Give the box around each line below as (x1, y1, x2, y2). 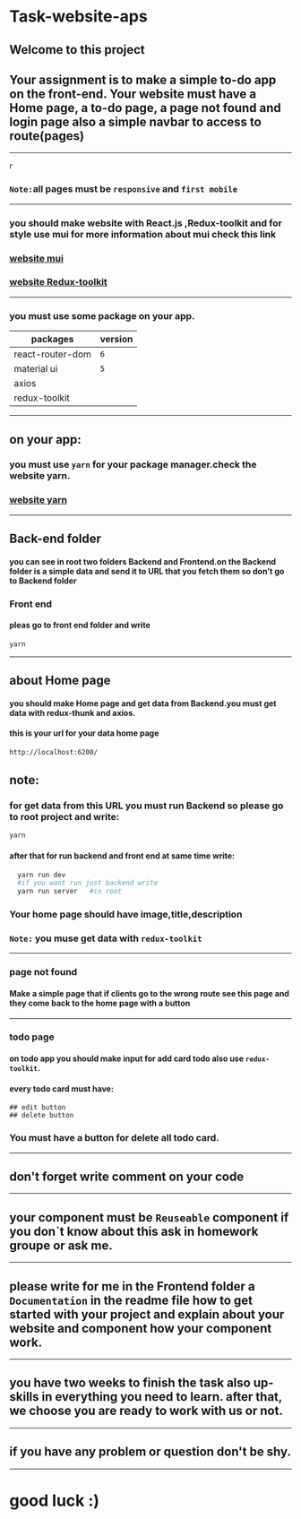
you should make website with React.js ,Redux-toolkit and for (9, 217, 282, 229)
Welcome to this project (9, 42, 145, 57)
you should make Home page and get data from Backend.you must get (9, 697, 277, 709)
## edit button (9, 1103, 66, 1112)
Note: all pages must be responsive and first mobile (9, 183, 238, 195)
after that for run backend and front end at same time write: (9, 850, 236, 861)
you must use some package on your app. (9, 309, 195, 322)
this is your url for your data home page (9, 728, 159, 738)
